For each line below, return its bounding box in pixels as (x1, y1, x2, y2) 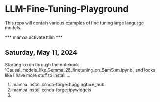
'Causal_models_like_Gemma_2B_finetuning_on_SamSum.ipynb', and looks (5, 67, 156, 73)
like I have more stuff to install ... (5, 72, 70, 78)
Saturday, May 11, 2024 (5, 49, 77, 57)
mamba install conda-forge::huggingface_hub (12, 81, 105, 87)
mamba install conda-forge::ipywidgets (12, 87, 91, 93)
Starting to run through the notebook (5, 61, 79, 67)
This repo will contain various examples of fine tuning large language (5, 20, 144, 25)
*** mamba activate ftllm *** (5, 34, 63, 40)
